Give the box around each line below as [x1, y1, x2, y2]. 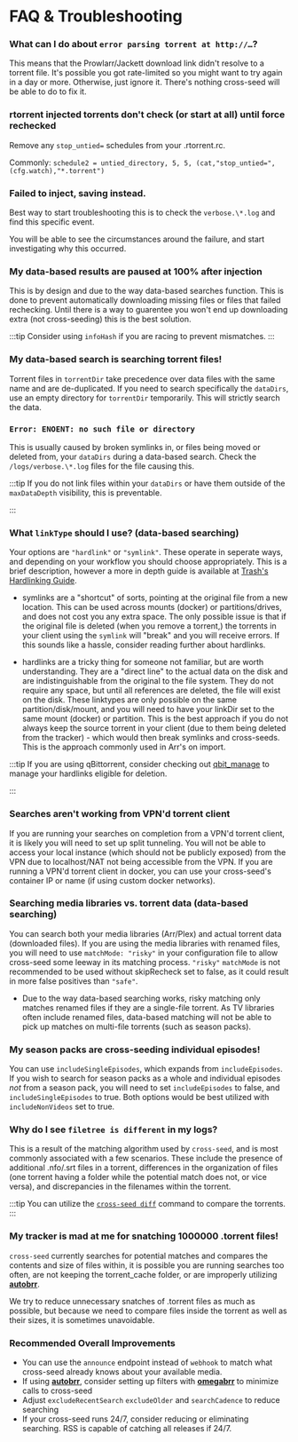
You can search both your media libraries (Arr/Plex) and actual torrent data [9, 928, 282, 939]
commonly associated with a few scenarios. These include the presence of [9, 1153, 284, 1164]
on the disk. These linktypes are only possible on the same [21, 694, 238, 705]
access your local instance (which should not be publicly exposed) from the [9, 846, 286, 858]
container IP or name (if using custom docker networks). [9, 875, 216, 885]
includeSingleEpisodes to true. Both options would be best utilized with [9, 1092, 270, 1103]
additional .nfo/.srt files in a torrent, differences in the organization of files [9, 1162, 278, 1173]
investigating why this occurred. [9, 243, 127, 254]
